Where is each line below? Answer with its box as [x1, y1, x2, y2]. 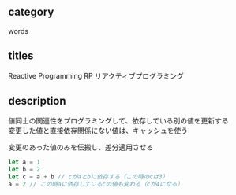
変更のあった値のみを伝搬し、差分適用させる [8, 142, 154, 152]
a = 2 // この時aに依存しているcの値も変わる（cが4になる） [8, 180, 184, 189]
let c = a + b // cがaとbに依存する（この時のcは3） [8, 173, 169, 181]
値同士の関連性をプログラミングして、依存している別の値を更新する [8, 116, 229, 126]
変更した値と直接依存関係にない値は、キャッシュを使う [8, 126, 188, 135]
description [8, 94, 66, 108]
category [8, 6, 54, 19]
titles [8, 50, 34, 63]
